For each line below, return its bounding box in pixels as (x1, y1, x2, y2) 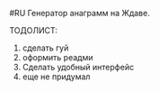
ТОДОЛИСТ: (9, 25, 58, 35)
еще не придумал (22, 71, 91, 82)
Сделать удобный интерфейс (22, 62, 135, 72)
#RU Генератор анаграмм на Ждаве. (9, 8, 150, 18)
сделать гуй (22, 42, 69, 53)
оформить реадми (22, 52, 93, 62)
